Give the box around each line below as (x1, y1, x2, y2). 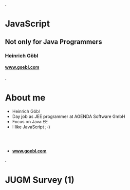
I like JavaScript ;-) (12, 124, 50, 130)
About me (5, 92, 46, 103)
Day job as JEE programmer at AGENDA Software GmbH (12, 114, 126, 119)
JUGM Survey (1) (5, 174, 74, 185)
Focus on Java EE (12, 118, 48, 124)
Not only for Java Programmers (5, 38, 102, 46)
